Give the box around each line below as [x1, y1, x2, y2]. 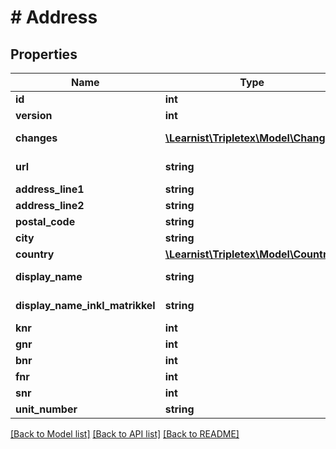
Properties [10, 46, 78, 63]
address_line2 [15, 199, 85, 212]
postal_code [15, 215, 76, 228]
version [15, 109, 53, 122]
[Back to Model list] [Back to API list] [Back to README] [10, 428, 240, 440]
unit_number [15, 402, 78, 416]
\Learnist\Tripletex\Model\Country [164, 247, 334, 261]
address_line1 [15, 182, 85, 196]
